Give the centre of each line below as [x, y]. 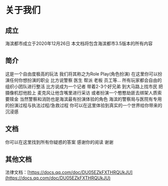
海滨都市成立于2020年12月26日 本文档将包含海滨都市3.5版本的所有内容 [79, 43]
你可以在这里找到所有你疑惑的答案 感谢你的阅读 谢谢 [59, 142]
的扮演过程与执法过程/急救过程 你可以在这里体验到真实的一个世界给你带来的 [84, 105]
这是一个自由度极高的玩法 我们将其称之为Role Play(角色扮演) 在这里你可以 [81, 74]
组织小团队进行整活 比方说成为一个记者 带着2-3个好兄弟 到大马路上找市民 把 [84, 86]
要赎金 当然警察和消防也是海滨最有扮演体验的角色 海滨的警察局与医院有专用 [83, 99]
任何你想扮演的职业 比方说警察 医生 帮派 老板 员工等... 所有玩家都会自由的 [86, 80]
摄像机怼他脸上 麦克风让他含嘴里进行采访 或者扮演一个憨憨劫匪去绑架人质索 [83, 92]
